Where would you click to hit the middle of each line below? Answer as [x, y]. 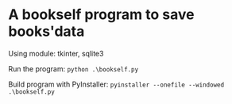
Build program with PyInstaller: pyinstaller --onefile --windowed [116, 84]
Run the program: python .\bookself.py [73, 68]
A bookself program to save [101, 15]
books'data [46, 31]
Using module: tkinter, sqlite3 [56, 53]
